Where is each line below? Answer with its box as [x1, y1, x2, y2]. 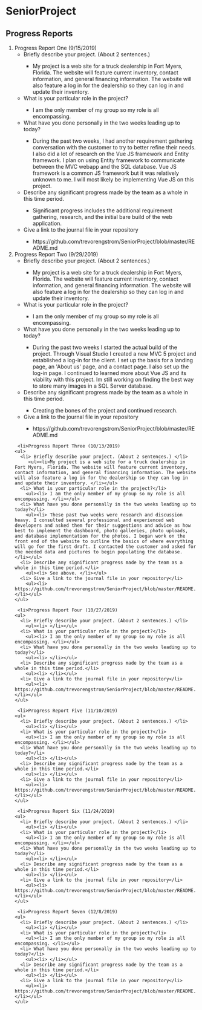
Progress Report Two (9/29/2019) [14, 251, 99, 258]
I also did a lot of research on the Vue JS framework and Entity [32, 150, 189, 157]
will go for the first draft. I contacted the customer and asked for [14, 544, 197, 550]
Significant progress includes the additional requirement [32, 207, 173, 214]
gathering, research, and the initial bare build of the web [32, 213, 173, 220]
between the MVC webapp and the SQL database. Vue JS [32, 163, 177, 170]
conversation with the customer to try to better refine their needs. [32, 144, 196, 151]
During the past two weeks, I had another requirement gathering [32, 137, 193, 145]
